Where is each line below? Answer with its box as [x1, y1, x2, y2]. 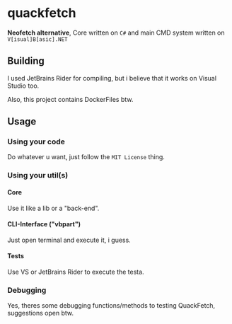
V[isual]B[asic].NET [7, 35, 69, 43]
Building [7, 55, 45, 67]
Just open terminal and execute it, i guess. [7, 236, 131, 244]
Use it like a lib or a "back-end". [7, 204, 100, 212]
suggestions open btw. [7, 309, 74, 318]
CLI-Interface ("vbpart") [7, 220, 81, 228]
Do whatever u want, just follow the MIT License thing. [7, 153, 165, 161]
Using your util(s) [7, 170, 69, 180]
